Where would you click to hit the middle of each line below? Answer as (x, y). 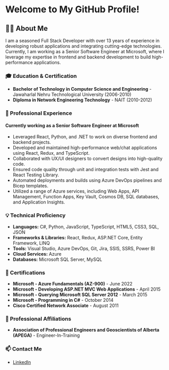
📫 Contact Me (24, 349)
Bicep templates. (30, 186)
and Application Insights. (39, 202)
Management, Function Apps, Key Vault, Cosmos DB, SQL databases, (86, 197)
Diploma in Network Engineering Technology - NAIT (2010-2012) (82, 100)
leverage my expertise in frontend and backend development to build (78, 57)
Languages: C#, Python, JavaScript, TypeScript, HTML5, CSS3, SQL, (86, 227)
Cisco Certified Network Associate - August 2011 (66, 305)
